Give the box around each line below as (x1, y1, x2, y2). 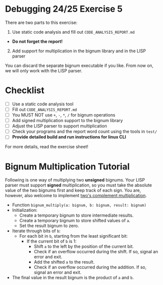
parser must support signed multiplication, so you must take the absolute (5, 182, 152, 188)
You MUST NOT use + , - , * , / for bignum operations (12, 112, 115, 118)
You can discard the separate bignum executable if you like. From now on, (5, 62, 154, 68)
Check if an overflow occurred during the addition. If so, (34, 265, 147, 270)
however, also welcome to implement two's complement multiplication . (5, 193, 147, 199)
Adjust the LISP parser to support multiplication (12, 123, 107, 129)
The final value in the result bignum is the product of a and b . (12, 275, 134, 281)
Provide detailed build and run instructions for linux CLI (12, 134, 127, 140)
